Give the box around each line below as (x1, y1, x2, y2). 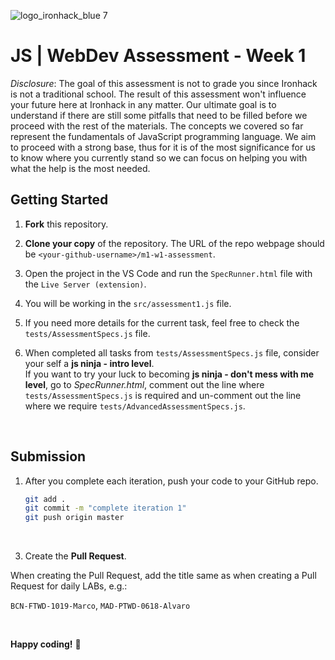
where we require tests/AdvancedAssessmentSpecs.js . (24, 400, 246, 412)
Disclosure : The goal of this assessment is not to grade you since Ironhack (10, 77, 318, 89)
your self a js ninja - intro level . (24, 357, 155, 369)
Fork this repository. (24, 218, 109, 230)
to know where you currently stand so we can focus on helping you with (10, 151, 308, 164)
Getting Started (10, 191, 109, 209)
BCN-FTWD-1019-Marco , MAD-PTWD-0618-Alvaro (10, 600, 191, 612)
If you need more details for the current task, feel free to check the (24, 316, 300, 329)
